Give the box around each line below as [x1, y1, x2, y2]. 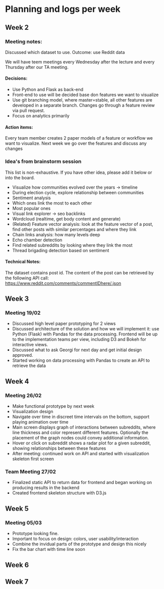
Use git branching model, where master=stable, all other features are [12, 97, 153, 103]
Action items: [5, 124, 33, 130]
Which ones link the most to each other [12, 200, 92, 206]
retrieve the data [12, 363, 46, 369]
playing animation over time [12, 419, 69, 425]
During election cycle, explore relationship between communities [12, 189, 144, 195]
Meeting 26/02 [5, 392, 42, 399]
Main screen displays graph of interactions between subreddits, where [12, 425, 156, 430]
